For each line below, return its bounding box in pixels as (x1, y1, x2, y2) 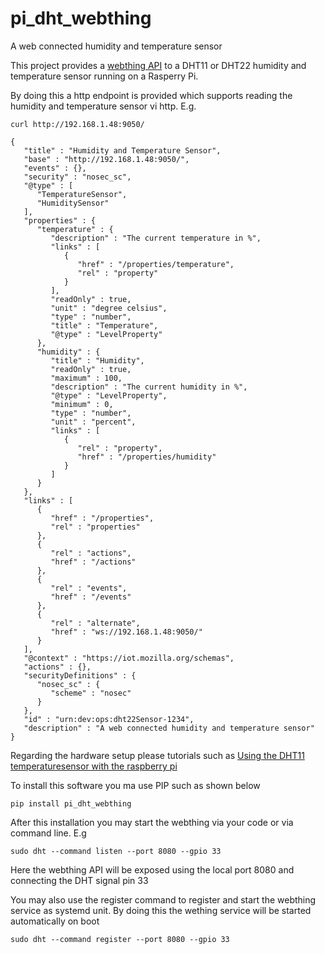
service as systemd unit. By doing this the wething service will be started (10, 904, 312, 916)
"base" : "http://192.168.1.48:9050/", (23, 154, 190, 164)
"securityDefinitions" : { (23, 670, 137, 681)
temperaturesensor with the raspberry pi (10, 760, 178, 772)
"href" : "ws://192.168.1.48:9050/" (50, 627, 203, 637)
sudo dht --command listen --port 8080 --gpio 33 (10, 846, 222, 856)
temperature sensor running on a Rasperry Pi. (10, 70, 199, 82)
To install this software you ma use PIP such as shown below (10, 779, 261, 791)
